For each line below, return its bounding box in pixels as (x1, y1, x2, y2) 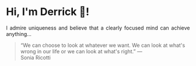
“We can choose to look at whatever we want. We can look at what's (20, 42, 185, 49)
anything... (6, 30, 32, 37)
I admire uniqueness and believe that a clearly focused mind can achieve (6, 24, 190, 31)
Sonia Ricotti (20, 54, 51, 61)
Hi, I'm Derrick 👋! (6, 5, 89, 19)
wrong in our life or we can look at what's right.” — (20, 47, 143, 54)
